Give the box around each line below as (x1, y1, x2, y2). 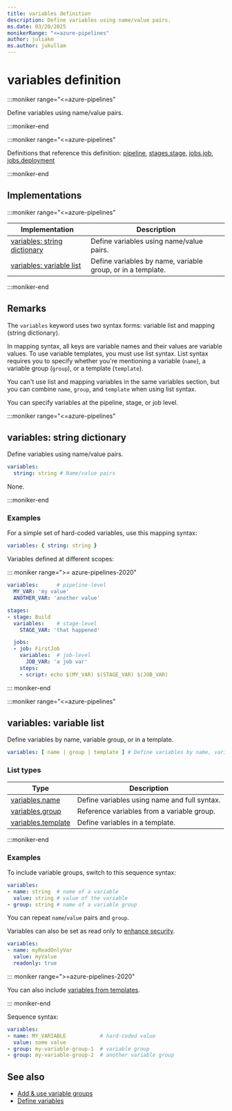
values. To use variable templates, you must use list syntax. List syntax (7, 349, 209, 358)
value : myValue (13, 954, 57, 961)
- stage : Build (7, 613, 51, 620)
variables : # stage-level (13, 620, 97, 627)
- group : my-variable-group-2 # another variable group (7, 1051, 175, 1059)
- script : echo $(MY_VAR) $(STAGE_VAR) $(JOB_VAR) (19, 671, 168, 678)
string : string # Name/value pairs (13, 470, 116, 477)
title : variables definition (7, 10, 91, 17)
